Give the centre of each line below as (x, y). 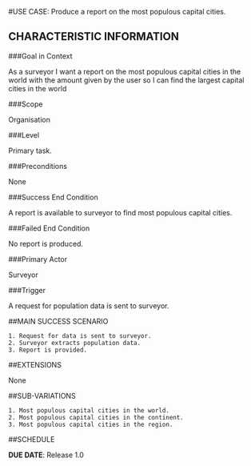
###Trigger (27, 290)
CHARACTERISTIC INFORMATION (94, 36)
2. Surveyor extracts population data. (75, 343)
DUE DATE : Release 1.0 (46, 455)
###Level (24, 135)
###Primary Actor (38, 259)
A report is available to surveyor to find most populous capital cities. (120, 212)
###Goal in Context (41, 56)
